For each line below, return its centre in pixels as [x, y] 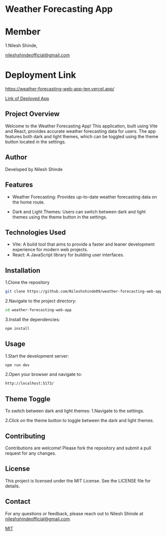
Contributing [25, 436]
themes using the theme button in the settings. [60, 217]
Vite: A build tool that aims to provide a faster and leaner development [83, 244]
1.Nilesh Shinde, [21, 46]
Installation [23, 270]
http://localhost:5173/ [30, 383]
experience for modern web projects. [50, 250]
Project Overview [32, 114]
